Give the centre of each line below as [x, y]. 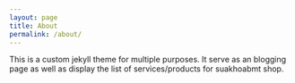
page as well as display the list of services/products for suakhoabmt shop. [147, 69]
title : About [34, 26]
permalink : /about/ [46, 34]
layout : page [34, 17]
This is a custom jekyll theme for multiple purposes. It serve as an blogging [148, 60]
